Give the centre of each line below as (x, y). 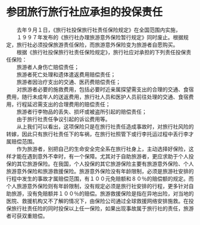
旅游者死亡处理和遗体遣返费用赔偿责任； (66, 74)
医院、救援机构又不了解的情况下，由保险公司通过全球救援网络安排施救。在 (97, 201)
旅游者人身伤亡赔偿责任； (48, 67)
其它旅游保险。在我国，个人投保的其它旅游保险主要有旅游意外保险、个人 (105, 164)
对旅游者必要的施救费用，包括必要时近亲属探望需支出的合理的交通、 (100, 89)
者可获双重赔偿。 (27, 215)
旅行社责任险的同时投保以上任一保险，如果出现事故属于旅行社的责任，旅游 (102, 208)
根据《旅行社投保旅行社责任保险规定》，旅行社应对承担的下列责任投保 (101, 52)
